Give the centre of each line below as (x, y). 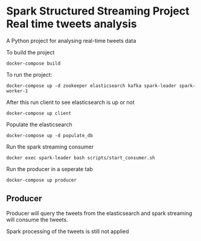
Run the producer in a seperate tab (50, 169)
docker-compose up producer (42, 180)
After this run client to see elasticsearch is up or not (70, 102)
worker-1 (17, 91)
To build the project (30, 52)
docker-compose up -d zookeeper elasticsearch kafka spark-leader (91, 86)
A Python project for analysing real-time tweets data (71, 40)
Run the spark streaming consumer (50, 147)
